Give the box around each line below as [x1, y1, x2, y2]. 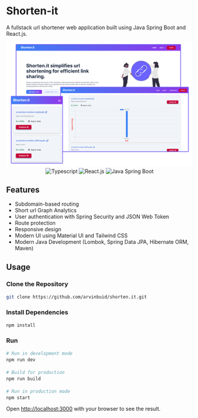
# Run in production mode [6, 388, 70, 394]
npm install [6, 322, 36, 328]
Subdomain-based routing [14, 200, 79, 208]
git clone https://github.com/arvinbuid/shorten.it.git [6, 294, 147, 300]
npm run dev [6, 357, 36, 363]
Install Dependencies [6, 308, 69, 316]
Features [6, 185, 40, 194]
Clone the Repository [6, 279, 69, 288]
